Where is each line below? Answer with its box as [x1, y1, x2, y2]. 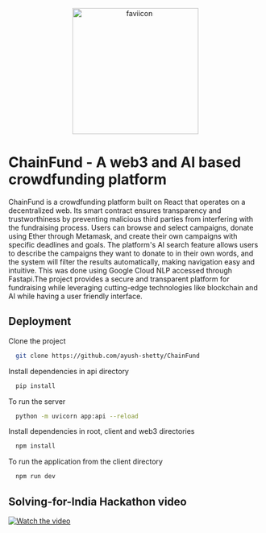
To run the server [8, 396, 66, 406]
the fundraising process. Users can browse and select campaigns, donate [8, 223, 254, 232]
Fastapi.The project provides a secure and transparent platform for [8, 274, 230, 284]
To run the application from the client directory [8, 456, 164, 467]
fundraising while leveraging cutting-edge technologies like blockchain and [8, 282, 258, 292]
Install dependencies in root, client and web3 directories [8, 427, 195, 436]
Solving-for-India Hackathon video [8, 494, 187, 508]
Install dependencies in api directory [8, 366, 129, 376]
